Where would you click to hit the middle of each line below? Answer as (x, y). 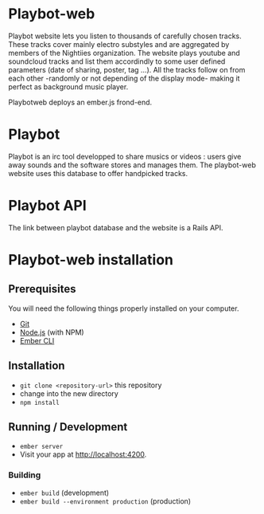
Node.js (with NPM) (52, 332)
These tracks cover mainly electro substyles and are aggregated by (119, 44)
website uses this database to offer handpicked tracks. (98, 173)
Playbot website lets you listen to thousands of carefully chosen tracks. (125, 36)
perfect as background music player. (68, 86)
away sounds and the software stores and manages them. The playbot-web (132, 165)
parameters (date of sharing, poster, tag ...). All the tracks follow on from (127, 69)
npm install (39, 402)
